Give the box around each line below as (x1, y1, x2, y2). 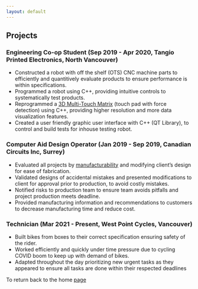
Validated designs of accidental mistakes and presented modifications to (14, 174, 192, 181)
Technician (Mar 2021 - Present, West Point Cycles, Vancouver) (6, 220, 193, 228)
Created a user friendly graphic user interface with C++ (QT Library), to (14, 119, 189, 126)
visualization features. (14, 113, 69, 120)
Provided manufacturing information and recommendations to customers (14, 199, 193, 206)
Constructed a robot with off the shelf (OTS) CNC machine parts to (14, 69, 178, 76)
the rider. (14, 239, 37, 246)
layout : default (6, 8, 46, 15)
